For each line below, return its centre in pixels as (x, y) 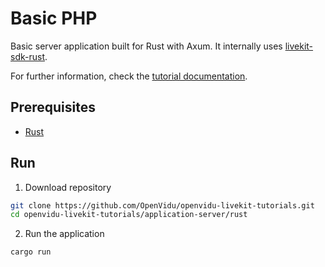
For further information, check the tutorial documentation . (129, 76)
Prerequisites (53, 107)
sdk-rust (27, 56)
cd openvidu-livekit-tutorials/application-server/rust (129, 215)
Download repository (68, 187)
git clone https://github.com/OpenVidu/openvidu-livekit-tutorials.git (162, 205)
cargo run (31, 252)
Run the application (64, 234)
